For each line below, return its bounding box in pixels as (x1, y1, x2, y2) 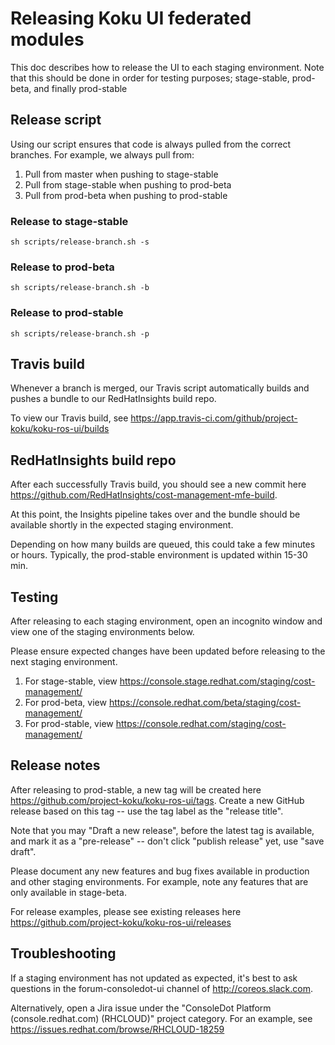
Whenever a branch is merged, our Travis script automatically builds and (10, 382, 310, 394)
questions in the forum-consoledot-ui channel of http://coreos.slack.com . (10, 982, 313, 994)
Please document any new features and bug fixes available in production (10, 865, 310, 877)
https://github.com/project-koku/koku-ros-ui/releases (10, 916, 232, 928)
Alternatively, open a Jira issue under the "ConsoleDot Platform (10, 1002, 272, 1014)
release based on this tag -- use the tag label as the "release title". (10, 805, 284, 817)
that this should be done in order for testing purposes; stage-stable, (10, 72, 290, 84)
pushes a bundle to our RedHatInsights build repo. (10, 393, 217, 405)
